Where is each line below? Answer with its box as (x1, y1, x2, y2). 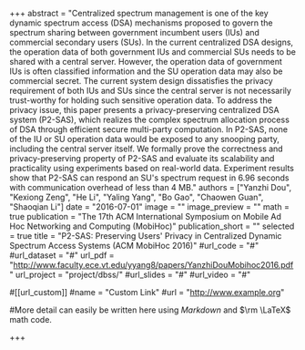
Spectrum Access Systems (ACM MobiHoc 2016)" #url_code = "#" (9, 241, 259, 251)
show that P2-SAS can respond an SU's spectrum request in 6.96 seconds (9, 172, 290, 183)
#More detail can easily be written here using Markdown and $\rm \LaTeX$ (9, 304, 291, 315)
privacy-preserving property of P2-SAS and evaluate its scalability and (9, 153, 275, 163)
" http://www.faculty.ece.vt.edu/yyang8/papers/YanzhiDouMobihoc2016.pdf (9, 260, 294, 270)
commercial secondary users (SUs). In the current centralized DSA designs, (9, 36, 294, 47)
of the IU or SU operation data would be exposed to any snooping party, (9, 134, 280, 144)
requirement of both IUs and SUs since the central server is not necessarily (9, 86, 291, 96)
